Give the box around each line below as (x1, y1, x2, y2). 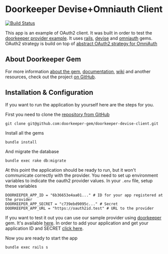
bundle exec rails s (5, 244, 49, 249)
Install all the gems (5, 130, 44, 136)
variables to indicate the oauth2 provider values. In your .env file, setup (5, 177, 153, 184)
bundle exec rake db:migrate (5, 158, 66, 163)
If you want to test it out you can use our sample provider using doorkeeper (5, 214, 162, 220)
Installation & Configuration (5, 88, 94, 97)
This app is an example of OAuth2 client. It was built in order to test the (5, 30, 152, 36)
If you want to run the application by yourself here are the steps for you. (5, 101, 154, 107)
